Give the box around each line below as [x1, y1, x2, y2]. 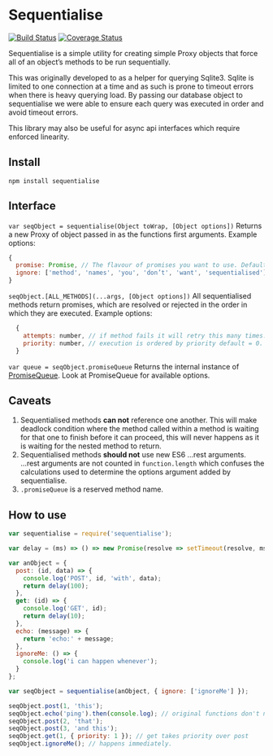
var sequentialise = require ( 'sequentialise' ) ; [8, 530, 173, 538]
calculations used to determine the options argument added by [19, 467, 232, 477]
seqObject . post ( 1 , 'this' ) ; [8, 701, 104, 710]
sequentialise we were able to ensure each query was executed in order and [8, 98, 264, 108]
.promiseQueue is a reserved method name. [19, 484, 164, 494]
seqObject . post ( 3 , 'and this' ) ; [8, 724, 118, 733]
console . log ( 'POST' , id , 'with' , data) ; [23, 574, 162, 583]
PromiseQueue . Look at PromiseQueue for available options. [8, 370, 210, 380]
